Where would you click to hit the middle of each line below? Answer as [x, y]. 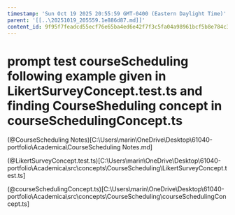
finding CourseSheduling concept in [115, 106]
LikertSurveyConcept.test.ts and [105, 91]
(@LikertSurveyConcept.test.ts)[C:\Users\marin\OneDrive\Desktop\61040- [114, 161]
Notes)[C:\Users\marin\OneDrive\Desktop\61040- [142, 140]
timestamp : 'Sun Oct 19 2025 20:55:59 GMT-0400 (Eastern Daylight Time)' [117, 14]
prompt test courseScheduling [98, 61]
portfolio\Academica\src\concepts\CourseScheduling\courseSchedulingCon [117, 197]
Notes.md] [137, 147]
